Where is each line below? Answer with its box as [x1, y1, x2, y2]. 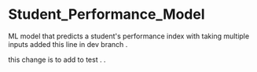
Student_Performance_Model [8, 5, 206, 23]
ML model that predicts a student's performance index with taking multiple [8, 31, 250, 41]
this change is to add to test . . [8, 55, 106, 64]
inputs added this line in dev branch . [8, 39, 128, 49]
